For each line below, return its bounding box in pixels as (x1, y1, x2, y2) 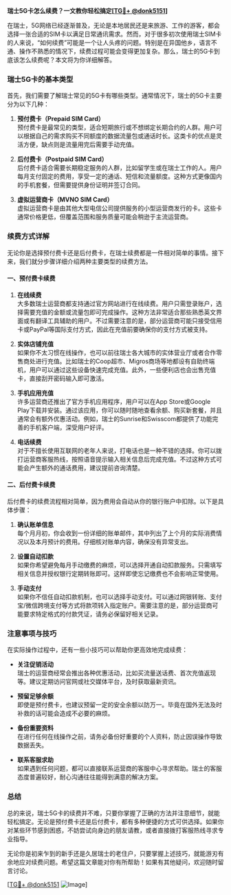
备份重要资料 (16, 724, 54, 732)
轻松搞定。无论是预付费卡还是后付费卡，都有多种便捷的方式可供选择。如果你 (7, 817, 224, 826)
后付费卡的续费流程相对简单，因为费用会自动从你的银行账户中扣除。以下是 (7, 497, 218, 505)
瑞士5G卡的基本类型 (7, 74, 74, 84)
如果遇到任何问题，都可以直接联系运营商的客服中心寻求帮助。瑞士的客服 (16, 764, 222, 773)
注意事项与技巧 (7, 629, 57, 638)
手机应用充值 (16, 389, 54, 397)
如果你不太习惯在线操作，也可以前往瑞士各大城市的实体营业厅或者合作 (16, 348, 217, 356)
